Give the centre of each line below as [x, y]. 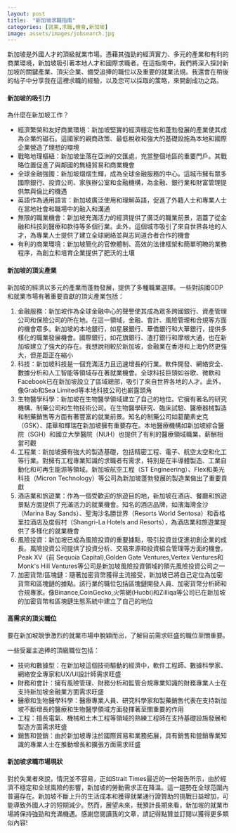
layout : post [26, 14]
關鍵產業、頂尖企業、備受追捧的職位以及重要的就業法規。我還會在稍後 [127, 72]
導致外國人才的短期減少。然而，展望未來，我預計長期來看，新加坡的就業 [118, 805]
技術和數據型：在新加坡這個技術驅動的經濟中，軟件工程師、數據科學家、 [122, 665]
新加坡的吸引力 [29, 98]
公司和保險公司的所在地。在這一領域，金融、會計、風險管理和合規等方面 [122, 320]
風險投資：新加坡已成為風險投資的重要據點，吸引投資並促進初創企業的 [119, 539]
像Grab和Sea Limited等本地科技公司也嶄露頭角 [85, 390]
